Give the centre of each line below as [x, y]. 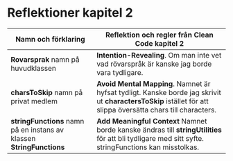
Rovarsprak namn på [45, 59]
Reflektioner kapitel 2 [70, 13]
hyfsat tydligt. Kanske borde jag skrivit [159, 92]
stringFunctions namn [48, 121]
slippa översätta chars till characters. [157, 110]
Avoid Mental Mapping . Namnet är [154, 83]
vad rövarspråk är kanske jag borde [154, 64]
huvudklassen [34, 68]
